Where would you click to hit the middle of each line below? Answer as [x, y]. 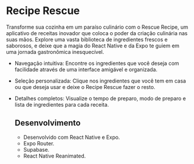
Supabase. [36, 149]
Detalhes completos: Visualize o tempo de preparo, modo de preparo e [100, 98]
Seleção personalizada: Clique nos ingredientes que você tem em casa [100, 81]
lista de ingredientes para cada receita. [62, 104]
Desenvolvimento [47, 123]
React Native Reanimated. [55, 156]
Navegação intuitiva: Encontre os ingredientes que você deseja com [97, 63]
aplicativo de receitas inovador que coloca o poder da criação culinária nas [97, 33]
